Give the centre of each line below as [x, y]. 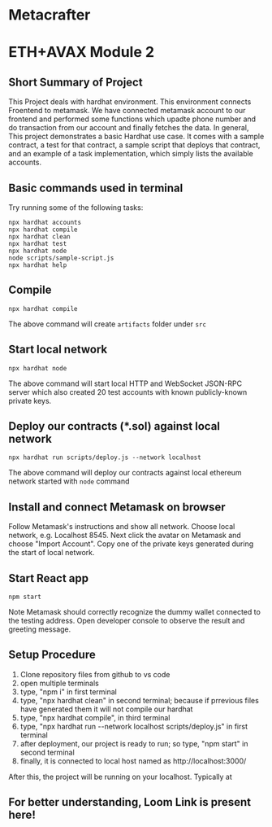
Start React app [49, 578]
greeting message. [40, 629]
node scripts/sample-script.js [61, 258]
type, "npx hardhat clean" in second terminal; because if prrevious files [140, 700]
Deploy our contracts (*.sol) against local [114, 426]
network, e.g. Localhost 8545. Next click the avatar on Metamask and [125, 536]
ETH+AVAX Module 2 [82, 53]
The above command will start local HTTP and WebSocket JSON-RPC [125, 383]
